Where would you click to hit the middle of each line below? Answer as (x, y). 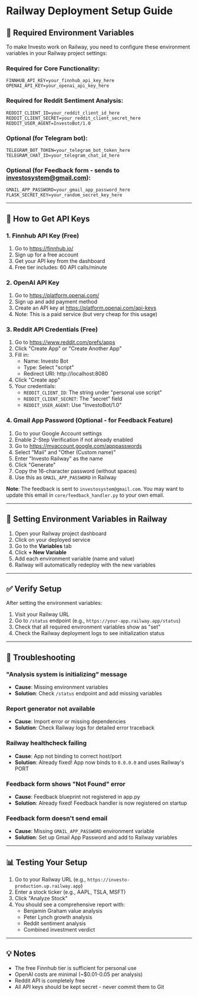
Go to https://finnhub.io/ (44, 248)
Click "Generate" (35, 464)
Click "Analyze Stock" (41, 899)
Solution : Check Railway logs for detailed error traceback (85, 728)
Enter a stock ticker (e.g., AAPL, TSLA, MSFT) (70, 892)
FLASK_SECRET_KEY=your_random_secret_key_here (64, 195)
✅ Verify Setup (34, 589)
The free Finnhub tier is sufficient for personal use (75, 968)
